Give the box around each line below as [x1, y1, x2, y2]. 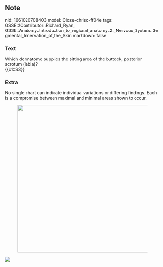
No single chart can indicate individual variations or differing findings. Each [5, 90, 157, 96]
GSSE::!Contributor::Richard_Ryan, [5, 22, 75, 28]
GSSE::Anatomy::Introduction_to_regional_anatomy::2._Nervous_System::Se [5, 27, 158, 33]
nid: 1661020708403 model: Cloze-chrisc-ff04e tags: [5, 17, 113, 23]
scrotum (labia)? [5, 61, 38, 67]
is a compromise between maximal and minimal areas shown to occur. [5, 95, 147, 101]
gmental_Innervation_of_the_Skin [5, 32, 72, 38]
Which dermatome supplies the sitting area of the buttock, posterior [5, 56, 142, 62]
